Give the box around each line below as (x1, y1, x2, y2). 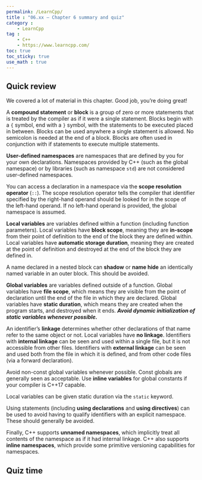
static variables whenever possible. (6, 313, 98, 321)
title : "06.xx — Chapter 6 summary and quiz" (6, 14, 125, 20)
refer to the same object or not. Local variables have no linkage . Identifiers (6, 331, 191, 339)
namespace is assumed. (6, 208, 67, 216)
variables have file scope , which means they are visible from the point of (6, 288, 186, 295)
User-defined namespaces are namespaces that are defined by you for (6, 152, 184, 160)
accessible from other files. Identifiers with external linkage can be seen (6, 344, 186, 352)
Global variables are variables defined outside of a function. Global (6, 281, 173, 289)
